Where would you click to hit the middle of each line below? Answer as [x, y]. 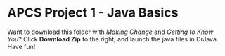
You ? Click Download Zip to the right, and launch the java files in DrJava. [113, 39]
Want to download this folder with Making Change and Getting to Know [110, 32]
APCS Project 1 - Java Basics [93, 13]
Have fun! [21, 46]
